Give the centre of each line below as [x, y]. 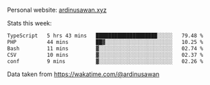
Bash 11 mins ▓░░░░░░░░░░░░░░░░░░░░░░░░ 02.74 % [105, 48]
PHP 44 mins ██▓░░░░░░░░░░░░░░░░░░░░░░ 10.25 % [105, 42]
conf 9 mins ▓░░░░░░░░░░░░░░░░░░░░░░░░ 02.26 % [105, 61]
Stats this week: [30, 23]
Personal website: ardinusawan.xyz [57, 10]
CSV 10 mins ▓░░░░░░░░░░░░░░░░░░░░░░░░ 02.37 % [105, 55]
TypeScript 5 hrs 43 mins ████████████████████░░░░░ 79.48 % [105, 36]
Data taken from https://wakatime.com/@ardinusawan [83, 74]
